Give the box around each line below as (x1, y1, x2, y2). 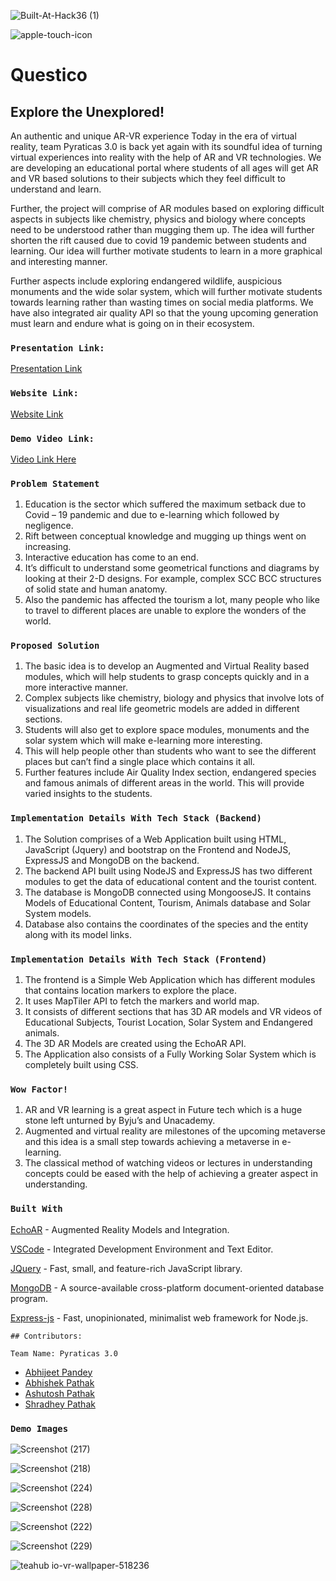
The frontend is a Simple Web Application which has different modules (24, 974, 316, 986)
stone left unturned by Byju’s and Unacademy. (24, 1115, 216, 1127)
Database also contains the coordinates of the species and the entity (24, 918, 309, 930)
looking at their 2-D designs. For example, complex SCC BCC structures (24, 573, 322, 585)
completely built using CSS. (24, 1059, 139, 1071)
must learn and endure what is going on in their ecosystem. (10, 318, 255, 329)
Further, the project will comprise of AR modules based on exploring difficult (10, 203, 325, 214)
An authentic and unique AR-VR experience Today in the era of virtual (10, 130, 297, 142)
